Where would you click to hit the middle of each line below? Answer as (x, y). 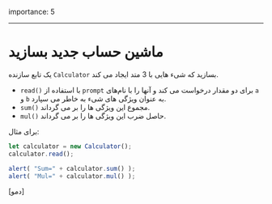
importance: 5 (32, 12)
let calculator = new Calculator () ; (70, 146)
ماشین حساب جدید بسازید (86, 52)
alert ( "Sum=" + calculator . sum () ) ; (72, 168)
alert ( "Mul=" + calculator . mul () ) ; (72, 176)
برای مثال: (24, 131)
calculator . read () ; (41, 154)
